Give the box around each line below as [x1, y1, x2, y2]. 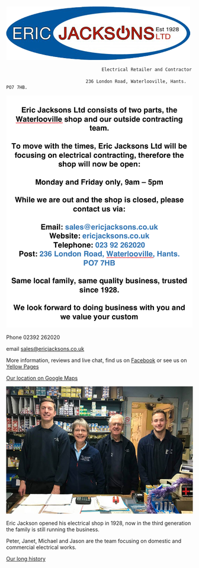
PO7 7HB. [6, 84, 28, 90]
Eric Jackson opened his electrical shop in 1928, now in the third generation [6, 520, 191, 527]
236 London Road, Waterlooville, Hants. [85, 78, 187, 84]
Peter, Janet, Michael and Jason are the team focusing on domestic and [6, 538, 182, 545]
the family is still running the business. [6, 526, 99, 533]
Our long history [6, 556, 46, 563]
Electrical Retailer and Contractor [101, 66, 192, 72]
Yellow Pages [6, 363, 39, 370]
